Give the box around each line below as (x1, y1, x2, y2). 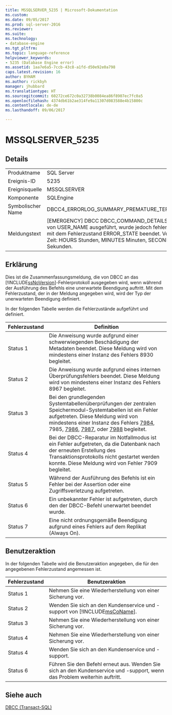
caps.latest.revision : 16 (5, 70, 60, 75)
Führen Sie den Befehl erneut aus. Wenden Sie (49, 660, 161, 667)
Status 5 (8, 481, 28, 488)
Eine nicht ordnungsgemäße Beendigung (49, 517, 147, 524)
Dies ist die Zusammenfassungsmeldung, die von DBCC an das (5, 274, 139, 280)
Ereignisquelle (8, 186, 42, 193)
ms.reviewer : (5, 27, 33, 32)
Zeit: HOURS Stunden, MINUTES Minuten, (47, 236, 147, 244)
